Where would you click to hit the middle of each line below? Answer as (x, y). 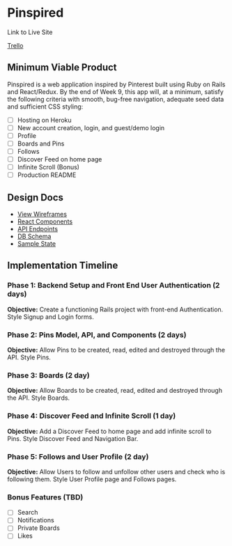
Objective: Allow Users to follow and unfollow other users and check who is (116, 471)
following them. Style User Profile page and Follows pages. (92, 479)
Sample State (37, 244)
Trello (15, 45)
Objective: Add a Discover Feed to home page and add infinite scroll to (109, 431)
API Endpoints (37, 229)
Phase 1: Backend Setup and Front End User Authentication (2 (114, 286)
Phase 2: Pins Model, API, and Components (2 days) (97, 334)
